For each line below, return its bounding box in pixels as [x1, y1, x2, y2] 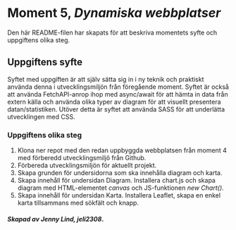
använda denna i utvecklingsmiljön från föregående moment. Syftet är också [7, 83, 229, 91]
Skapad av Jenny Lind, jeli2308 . [7, 214, 104, 223]
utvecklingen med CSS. [7, 112, 75, 121]
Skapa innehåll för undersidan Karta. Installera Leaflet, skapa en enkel [17, 191, 221, 200]
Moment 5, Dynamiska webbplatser [7, 5, 221, 21]
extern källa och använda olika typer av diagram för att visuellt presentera [7, 97, 221, 106]
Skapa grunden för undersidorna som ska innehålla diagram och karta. [17, 169, 223, 177]
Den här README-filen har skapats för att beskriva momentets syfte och [7, 28, 218, 37]
